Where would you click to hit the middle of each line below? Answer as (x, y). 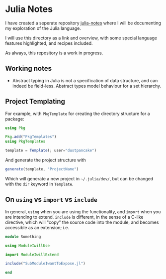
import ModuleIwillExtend (32, 255)
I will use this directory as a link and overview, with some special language (81, 38)
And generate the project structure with (45, 160)
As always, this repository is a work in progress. (54, 53)
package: (15, 119)
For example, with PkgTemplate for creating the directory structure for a (78, 114)
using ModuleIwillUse (28, 246)
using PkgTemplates (25, 141)
